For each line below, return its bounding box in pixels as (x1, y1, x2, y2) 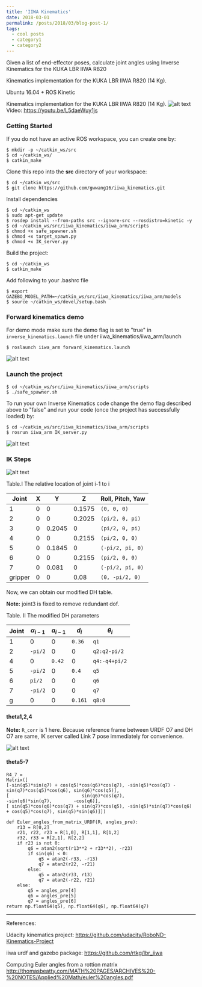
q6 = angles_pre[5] (28, 893, 77, 899)
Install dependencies (6, 196, 58, 203)
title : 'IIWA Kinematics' (6, 8, 71, 15)
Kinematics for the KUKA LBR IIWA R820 (6, 65, 107, 72)
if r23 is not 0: (17, 840, 61, 846)
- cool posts (11, 31, 44, 37)
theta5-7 (6, 758, 29, 766)
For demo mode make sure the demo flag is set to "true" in (6, 326, 151, 334)
